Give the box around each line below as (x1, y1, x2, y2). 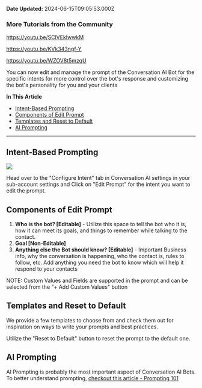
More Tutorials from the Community (6, 20, 113, 28)
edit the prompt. (6, 187, 46, 194)
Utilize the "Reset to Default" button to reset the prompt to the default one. (6, 334, 191, 342)
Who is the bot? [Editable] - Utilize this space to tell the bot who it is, (14, 220, 186, 227)
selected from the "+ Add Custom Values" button (6, 283, 128, 291)
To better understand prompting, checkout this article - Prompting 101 (6, 374, 179, 381)
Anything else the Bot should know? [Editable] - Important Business (14, 246, 186, 253)
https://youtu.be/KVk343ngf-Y (6, 45, 82, 53)
